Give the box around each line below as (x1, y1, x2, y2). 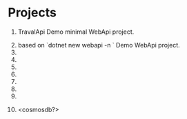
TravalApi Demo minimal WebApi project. (17, 28, 135, 36)
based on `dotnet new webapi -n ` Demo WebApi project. (17, 41, 180, 49)
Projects (8, 5, 57, 21)
